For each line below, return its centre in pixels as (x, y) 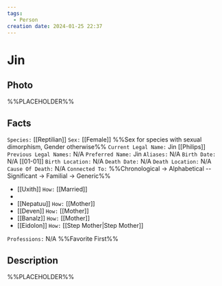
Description (33, 260)
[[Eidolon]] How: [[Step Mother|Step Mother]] (80, 226)
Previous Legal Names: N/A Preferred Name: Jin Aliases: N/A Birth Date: (111, 154)
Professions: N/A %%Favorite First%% (63, 239)
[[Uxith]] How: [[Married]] (52, 190)
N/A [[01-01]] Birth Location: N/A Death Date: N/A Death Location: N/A (109, 161)
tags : (15, 13)
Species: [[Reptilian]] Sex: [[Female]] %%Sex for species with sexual (104, 140)
